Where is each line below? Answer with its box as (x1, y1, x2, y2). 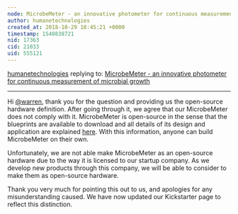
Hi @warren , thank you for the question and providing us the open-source (7, 97, 223, 106)
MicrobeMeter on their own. (7, 135, 89, 143)
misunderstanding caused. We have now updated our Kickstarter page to (7, 192, 221, 201)
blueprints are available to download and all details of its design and (7, 120, 205, 128)
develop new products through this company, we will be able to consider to (7, 164, 227, 172)
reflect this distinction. (7, 200, 73, 208)
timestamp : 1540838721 (7, 30, 74, 38)
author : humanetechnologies (7, 17, 91, 24)
